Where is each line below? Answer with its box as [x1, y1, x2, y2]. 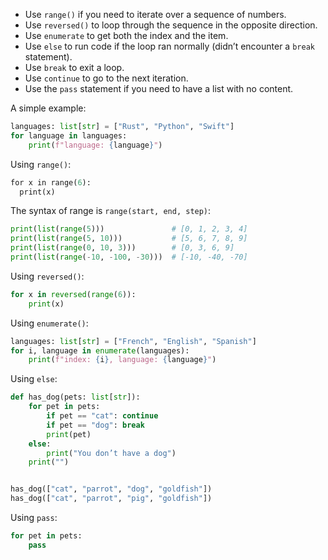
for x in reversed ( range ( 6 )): [10, 289, 137, 299]
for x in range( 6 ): [10, 177, 92, 188]
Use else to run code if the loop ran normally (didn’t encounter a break [24, 40, 315, 52]
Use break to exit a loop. [24, 62, 125, 73]
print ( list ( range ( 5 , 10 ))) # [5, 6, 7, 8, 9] [10, 234, 248, 244]
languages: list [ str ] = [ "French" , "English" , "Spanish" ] [10, 336, 257, 346]
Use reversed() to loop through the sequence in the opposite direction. [24, 19, 318, 31]
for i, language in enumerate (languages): [10, 345, 190, 356]
